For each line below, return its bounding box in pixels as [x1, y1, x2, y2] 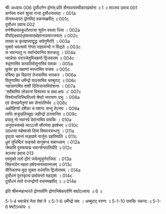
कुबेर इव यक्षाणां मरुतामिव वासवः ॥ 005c [5, 66, 70, 72]
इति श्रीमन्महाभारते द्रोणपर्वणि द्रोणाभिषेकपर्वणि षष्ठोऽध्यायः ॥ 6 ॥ [5, 188, 103, 194]
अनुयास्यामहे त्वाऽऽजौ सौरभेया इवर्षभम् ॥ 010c [5, 122, 79, 128]
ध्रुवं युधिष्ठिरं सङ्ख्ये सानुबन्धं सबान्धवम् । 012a [5, 139, 80, 145]
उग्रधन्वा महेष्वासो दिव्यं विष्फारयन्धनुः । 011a [5, 128, 75, 134]
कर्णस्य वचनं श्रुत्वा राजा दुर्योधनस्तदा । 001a [5, 10, 76, 16]
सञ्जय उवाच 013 [5, 150, 34, 156]
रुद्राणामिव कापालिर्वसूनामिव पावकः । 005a [5, 61, 73, 67]
